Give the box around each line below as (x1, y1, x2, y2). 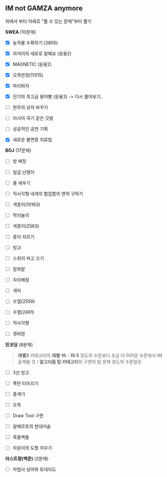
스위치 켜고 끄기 (12, 255, 44, 261)
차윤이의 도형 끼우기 (12, 445, 52, 451)
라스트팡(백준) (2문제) (5, 456, 49, 461)
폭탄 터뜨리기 (12, 380, 39, 386)
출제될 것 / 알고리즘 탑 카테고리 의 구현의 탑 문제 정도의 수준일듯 (17, 359, 142, 365)
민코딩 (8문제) (5, 341, 33, 347)
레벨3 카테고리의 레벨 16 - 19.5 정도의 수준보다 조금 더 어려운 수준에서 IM (17, 352, 162, 359)
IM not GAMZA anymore (5, 4, 83, 13)
